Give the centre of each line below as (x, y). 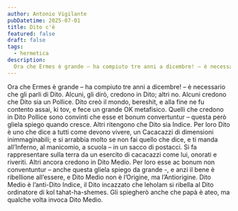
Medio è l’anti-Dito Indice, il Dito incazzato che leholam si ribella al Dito (110, 184)
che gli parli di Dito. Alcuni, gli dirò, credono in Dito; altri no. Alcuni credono (117, 94)
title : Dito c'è (31, 27)
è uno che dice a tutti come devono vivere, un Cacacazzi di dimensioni (110, 132)
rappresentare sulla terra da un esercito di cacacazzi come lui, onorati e (112, 154)
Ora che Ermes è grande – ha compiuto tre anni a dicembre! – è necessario (117, 86)
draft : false (27, 40)
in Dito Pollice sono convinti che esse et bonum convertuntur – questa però (117, 117)
